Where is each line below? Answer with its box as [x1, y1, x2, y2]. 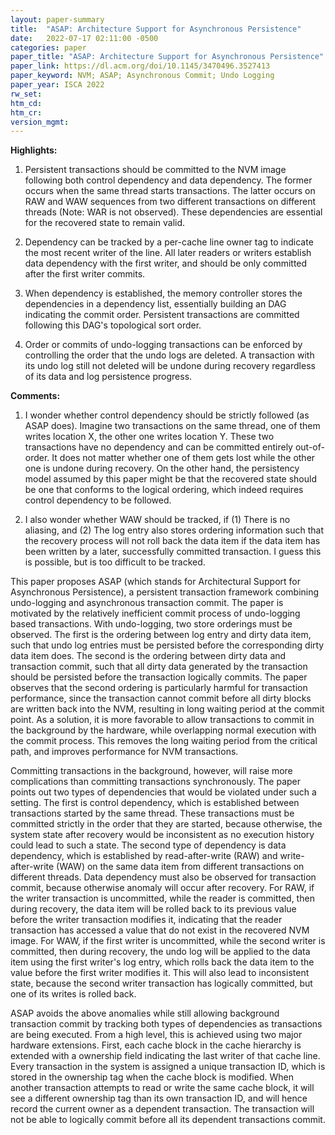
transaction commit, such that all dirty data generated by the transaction [10, 661, 308, 673]
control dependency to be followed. [24, 494, 172, 506]
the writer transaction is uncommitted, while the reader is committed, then [10, 892, 315, 905]
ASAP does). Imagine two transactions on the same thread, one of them [24, 420, 321, 432]
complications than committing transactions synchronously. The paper [10, 776, 301, 788]
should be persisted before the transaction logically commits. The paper [10, 671, 308, 683]
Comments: [10, 390, 61, 402]
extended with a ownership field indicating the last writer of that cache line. [10, 1050, 321, 1062]
